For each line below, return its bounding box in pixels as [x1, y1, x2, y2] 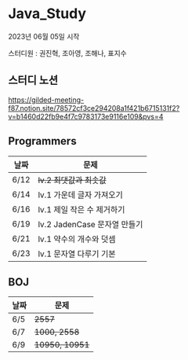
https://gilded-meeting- [8, 95, 85, 105]
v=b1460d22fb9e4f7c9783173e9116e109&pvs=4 [8, 112, 164, 121]
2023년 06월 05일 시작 [8, 31, 80, 41]
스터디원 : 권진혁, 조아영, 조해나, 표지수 [8, 48, 127, 57]
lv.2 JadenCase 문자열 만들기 [38, 219, 143, 230]
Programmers [8, 134, 77, 148]
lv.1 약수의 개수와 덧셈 [38, 233, 116, 244]
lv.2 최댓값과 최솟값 [38, 174, 107, 186]
